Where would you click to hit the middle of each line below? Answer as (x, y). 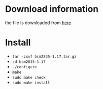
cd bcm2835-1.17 (29, 62)
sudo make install (31, 83)
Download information (52, 9)
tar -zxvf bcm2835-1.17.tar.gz (44, 57)
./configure (24, 67)
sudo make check (29, 77)
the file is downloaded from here (38, 23)
